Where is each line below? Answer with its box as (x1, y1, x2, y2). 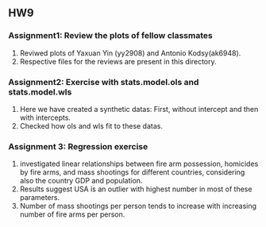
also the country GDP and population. (19, 176, 143, 186)
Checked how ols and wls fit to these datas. (19, 121, 163, 130)
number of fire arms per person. (19, 210, 125, 219)
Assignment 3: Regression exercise (8, 140, 148, 152)
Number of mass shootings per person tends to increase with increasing (19, 202, 256, 211)
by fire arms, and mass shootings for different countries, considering (19, 167, 245, 177)
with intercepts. (19, 113, 71, 122)
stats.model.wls (8, 87, 72, 98)
